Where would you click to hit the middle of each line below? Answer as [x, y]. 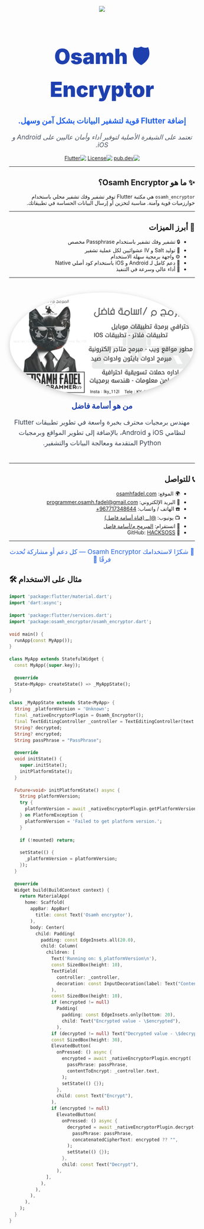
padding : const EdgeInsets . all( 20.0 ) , [88, 940]
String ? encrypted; [38, 734]
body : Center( [47, 927]
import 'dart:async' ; [36, 603]
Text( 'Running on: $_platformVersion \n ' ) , [104, 959]
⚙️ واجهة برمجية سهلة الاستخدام [145, 256]
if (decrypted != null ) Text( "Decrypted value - [112, 1033]
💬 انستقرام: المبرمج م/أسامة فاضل [142, 526]
